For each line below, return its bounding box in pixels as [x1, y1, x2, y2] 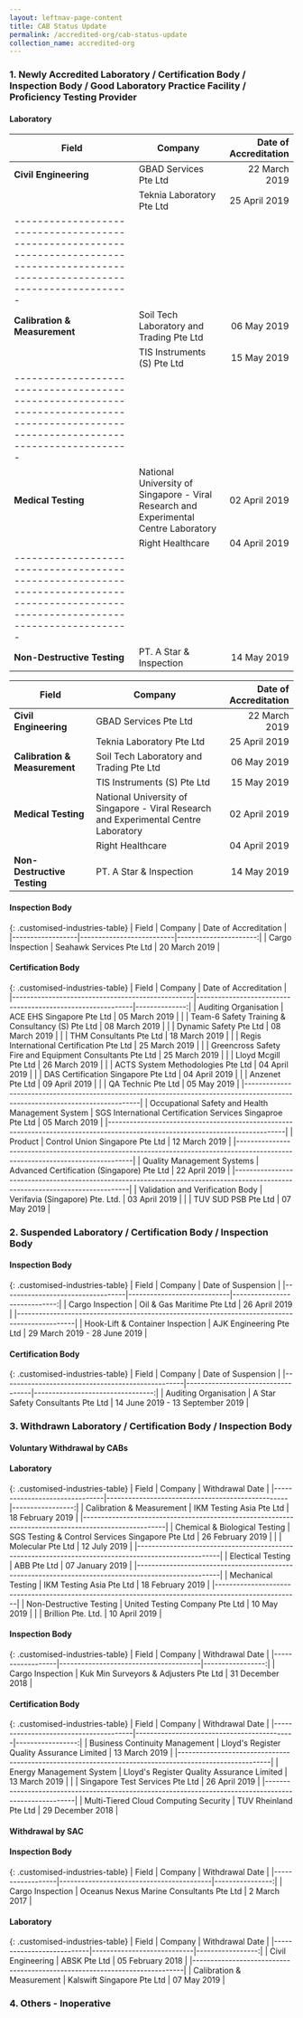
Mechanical [229, 1569, 273, 1580]
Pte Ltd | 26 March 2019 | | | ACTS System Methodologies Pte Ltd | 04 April [9, 1059, 289, 1070]
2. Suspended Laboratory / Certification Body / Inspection [9, 1226, 269, 1238]
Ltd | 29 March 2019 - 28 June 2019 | [9, 1327, 148, 1339]
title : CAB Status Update [9, 22, 106, 31]
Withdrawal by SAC [9, 1825, 84, 1836]
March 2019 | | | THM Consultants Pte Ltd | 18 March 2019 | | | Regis [9, 1030, 262, 1041]
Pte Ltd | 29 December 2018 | [9, 1805, 119, 1816]
